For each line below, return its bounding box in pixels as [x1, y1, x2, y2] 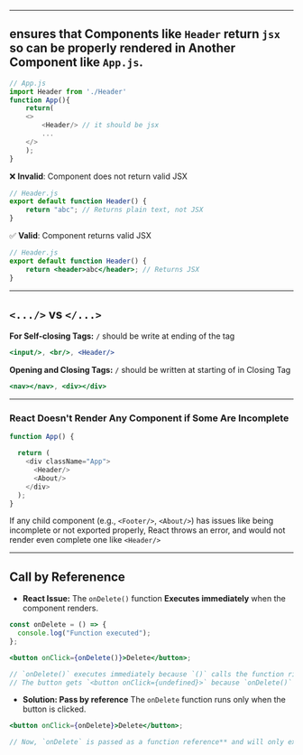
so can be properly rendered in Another [9, 41, 236, 56]
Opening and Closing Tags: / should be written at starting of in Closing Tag [9, 365, 291, 376]
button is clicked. [22, 704, 87, 714]
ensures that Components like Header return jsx [9, 26, 281, 42]
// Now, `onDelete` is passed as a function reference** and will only [9, 738, 284, 747]
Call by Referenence [9, 569, 126, 584]
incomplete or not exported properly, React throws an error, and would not [9, 525, 286, 536]
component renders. [22, 602, 99, 614]
